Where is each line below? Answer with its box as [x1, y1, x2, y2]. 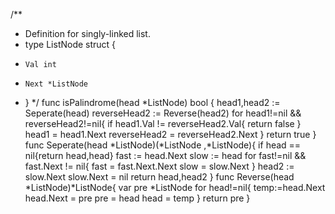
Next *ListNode [24, 79, 89, 89]
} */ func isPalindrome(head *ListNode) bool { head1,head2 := [24, 97, 281, 108]
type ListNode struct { [24, 39, 117, 50]
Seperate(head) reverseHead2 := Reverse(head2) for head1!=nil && [24, 107, 302, 119]
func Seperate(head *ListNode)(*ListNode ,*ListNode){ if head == [24, 139, 302, 151]
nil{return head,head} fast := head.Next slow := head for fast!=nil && [24, 150, 307, 161]
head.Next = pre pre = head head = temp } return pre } [24, 192, 251, 204]
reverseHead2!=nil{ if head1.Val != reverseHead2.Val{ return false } [24, 118, 302, 129]
